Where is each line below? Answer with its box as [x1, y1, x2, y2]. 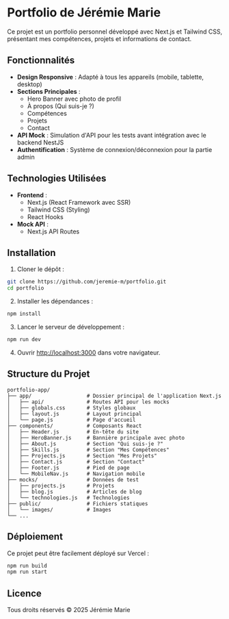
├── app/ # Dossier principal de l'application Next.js [7, 392, 222, 399]
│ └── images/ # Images [7, 506, 111, 513]
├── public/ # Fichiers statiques [7, 500, 148, 507]
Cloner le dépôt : [16, 265, 65, 273]
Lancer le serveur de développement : [16, 323, 125, 331]
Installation [7, 247, 56, 258]
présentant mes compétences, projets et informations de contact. [7, 34, 192, 42]
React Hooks [27, 212, 64, 220]
